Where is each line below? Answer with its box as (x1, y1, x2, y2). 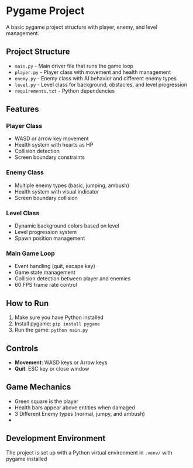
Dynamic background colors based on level (14, 222, 119, 229)
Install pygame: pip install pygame (14, 320, 101, 327)
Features (6, 104, 39, 114)
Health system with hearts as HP (14, 141, 94, 148)
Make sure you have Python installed (14, 314, 104, 321)
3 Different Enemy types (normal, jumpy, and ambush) (14, 410, 145, 417)
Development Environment (6, 433, 106, 443)
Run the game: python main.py (14, 327, 88, 334)
